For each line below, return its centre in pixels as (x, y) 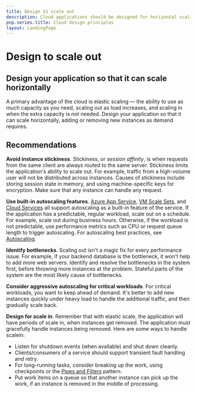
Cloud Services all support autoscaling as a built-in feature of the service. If (97, 208)
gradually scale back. (32, 305)
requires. (17, 127)
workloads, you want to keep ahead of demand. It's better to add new (90, 293)
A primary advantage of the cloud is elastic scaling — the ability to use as (95, 102)
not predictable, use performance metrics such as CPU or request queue (94, 227)
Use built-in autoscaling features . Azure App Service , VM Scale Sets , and (96, 201)
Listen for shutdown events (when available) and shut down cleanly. (96, 347)
